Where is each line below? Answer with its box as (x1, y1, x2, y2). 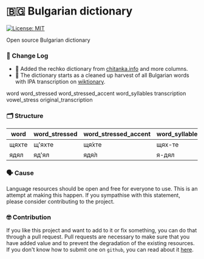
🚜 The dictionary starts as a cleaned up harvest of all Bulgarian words (15, 71, 189, 79)
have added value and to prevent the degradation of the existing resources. (6, 240, 195, 247)
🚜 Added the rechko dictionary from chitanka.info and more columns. (15, 65, 188, 73)
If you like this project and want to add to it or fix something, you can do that (6, 227, 197, 234)
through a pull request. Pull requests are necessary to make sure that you (6, 233, 190, 240)
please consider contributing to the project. (6, 198, 115, 205)
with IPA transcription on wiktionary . (15, 78, 106, 85)
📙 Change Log (6, 51, 49, 60)
